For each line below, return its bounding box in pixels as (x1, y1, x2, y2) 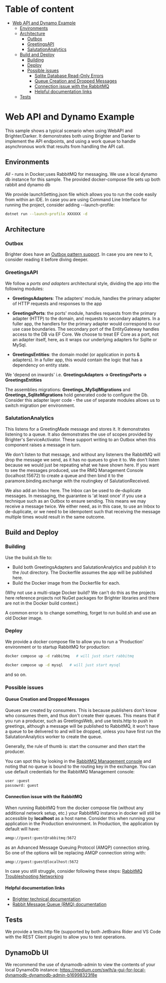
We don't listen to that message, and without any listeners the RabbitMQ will (5, 451, 161, 457)
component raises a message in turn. (5, 442, 81, 448)
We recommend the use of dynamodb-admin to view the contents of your (5, 962, 156, 968)
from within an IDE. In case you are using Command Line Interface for (5, 196, 147, 202)
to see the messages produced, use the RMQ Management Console (5, 467, 144, 473)
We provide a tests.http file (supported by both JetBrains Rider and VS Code (5, 929, 161, 935)
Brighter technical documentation (12, 896, 81, 902)
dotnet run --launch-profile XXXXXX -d (5, 211, 88, 217)
